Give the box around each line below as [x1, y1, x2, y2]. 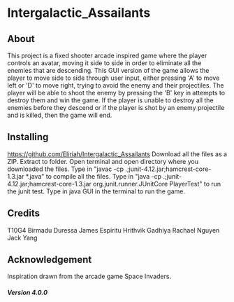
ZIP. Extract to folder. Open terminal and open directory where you [7, 157, 199, 165]
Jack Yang [7, 233, 38, 242]
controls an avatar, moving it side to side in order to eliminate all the [7, 59, 202, 67]
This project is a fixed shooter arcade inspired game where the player [7, 51, 207, 60]
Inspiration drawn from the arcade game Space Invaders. [7, 272, 172, 281]
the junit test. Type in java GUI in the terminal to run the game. [7, 187, 186, 195]
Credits [7, 207, 41, 219]
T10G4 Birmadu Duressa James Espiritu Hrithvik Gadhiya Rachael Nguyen [7, 226, 220, 234]
